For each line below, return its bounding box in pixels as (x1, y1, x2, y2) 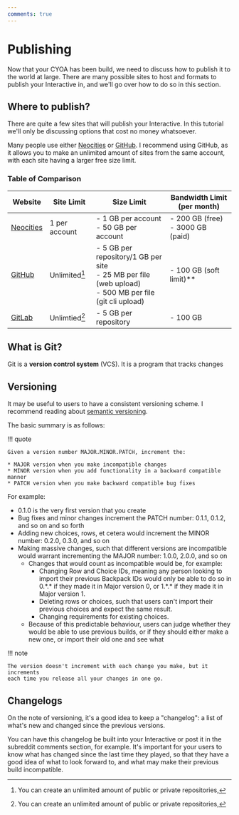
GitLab (11, 312, 33, 322)
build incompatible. (7, 765, 64, 774)
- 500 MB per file (95, 287, 155, 297)
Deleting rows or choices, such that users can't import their (38, 597, 213, 606)
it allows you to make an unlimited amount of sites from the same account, (7, 148, 225, 157)
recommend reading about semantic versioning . (7, 407, 148, 416)
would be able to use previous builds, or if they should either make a (28, 627, 229, 636)
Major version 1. (38, 589, 86, 598)
